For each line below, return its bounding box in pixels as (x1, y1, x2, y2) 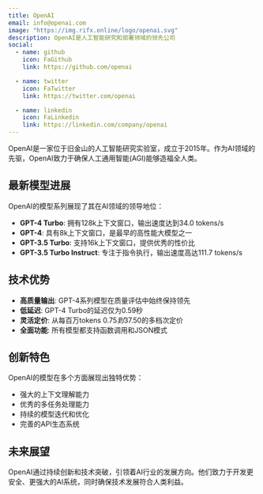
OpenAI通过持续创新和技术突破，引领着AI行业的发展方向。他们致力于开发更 (8, 467, 254, 477)
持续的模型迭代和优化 (19, 409, 89, 419)
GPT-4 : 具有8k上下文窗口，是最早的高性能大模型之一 (19, 228, 193, 237)
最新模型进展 (8, 179, 71, 192)
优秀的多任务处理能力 (19, 400, 89, 409)
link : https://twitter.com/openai (22, 92, 136, 100)
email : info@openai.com (8, 19, 87, 27)
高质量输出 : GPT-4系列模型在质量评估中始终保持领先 (19, 296, 191, 305)
